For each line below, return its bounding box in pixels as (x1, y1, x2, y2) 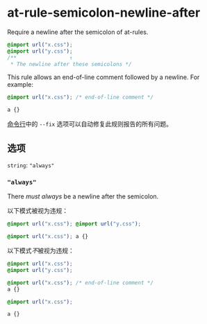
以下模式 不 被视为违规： (7, 246, 74, 255)
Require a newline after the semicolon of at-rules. (7, 28, 149, 36)
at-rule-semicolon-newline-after (7, 5, 201, 21)
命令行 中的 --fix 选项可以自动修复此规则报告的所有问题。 (7, 120, 172, 128)
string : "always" (7, 161, 55, 169)
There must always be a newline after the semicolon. (7, 192, 159, 201)
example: (7, 80, 33, 89)
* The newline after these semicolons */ (10, 60, 132, 67)
